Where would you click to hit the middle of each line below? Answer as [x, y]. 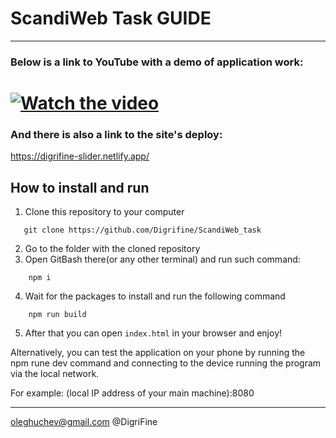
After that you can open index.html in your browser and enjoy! [153, 333]
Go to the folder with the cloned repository [112, 249]
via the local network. [55, 374]
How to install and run [80, 187]
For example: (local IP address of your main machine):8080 [132, 393]
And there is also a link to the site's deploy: [116, 134]
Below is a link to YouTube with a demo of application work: [157, 62]
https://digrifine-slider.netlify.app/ [80, 156]
